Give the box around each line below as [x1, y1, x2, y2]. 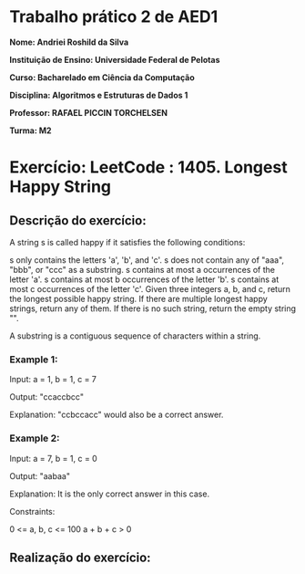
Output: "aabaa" [9, 470, 71, 481]
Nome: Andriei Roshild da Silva [9, 37, 129, 47]
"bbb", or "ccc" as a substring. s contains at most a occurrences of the [9, 264, 276, 275]
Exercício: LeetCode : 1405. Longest [9, 157, 289, 178]
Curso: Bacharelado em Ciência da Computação [9, 71, 196, 83]
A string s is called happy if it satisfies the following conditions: [9, 236, 246, 247]
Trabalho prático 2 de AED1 [9, 6, 219, 27]
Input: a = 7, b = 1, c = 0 [9, 453, 97, 464]
